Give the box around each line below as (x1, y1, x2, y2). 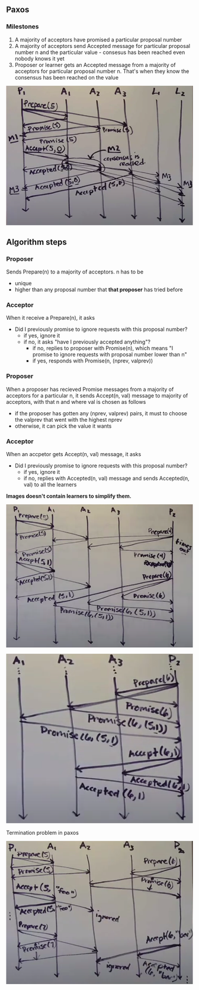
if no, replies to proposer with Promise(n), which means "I (32, 345, 174, 352)
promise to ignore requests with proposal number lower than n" (32, 351, 188, 358)
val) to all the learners (23, 480, 77, 488)
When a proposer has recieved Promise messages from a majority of (6, 386, 174, 393)
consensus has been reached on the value (14, 74, 119, 81)
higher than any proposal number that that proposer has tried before (14, 286, 183, 293)
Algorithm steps (6, 237, 67, 247)
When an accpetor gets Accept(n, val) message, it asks (6, 450, 142, 457)
